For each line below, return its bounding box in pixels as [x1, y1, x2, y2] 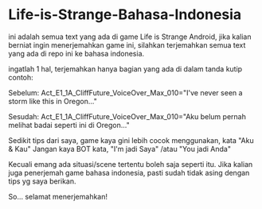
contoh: [8, 72, 33, 82]
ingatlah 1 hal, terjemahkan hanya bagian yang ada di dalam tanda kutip [8, 64, 243, 73]
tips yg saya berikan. [8, 176, 77, 186]
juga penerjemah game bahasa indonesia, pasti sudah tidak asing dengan [8, 168, 250, 177]
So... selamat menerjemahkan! [8, 192, 108, 201]
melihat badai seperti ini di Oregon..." [8, 120, 130, 130]
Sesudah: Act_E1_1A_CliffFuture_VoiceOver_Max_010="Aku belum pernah [8, 111, 247, 121]
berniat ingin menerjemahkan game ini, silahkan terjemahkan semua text [8, 40, 246, 49]
